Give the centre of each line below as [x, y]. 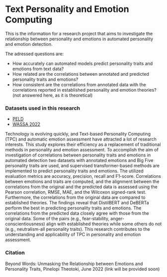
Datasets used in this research [43, 108]
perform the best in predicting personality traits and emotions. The [73, 208]
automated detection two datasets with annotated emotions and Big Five [79, 160]
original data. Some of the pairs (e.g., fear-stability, [57, 219]
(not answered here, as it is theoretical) [52, 95]
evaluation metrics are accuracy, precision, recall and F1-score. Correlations [83, 176]
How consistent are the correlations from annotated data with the [79, 84]
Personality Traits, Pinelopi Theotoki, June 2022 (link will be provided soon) [83, 269]
